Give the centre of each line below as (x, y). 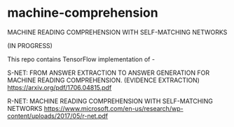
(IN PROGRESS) (30, 45)
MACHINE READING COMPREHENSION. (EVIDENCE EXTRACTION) (103, 80)
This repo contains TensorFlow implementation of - (81, 59)
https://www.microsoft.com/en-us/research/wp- (113, 108)
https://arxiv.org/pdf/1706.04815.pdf (60, 87)
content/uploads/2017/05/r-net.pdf (58, 116)
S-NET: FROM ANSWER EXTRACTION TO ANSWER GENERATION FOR (109, 73)
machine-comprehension (83, 13)
